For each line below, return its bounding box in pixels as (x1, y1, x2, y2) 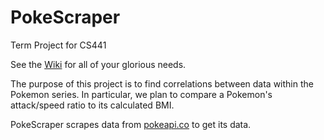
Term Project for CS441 (10, 39, 107, 51)
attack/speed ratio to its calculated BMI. (10, 99, 175, 111)
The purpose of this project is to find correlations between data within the (10, 77, 314, 90)
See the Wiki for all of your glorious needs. (10, 58, 187, 70)
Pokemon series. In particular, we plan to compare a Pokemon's (10, 88, 273, 100)
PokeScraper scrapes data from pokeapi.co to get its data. (10, 118, 252, 130)
